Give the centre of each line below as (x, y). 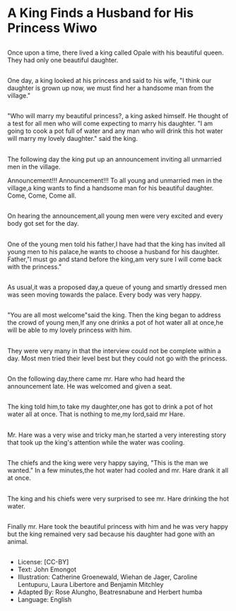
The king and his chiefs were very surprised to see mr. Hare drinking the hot (118, 498)
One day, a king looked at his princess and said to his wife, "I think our (110, 80)
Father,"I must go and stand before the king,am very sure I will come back (115, 259)
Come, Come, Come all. (42, 195)
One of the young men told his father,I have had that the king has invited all (117, 244)
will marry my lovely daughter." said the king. (72, 139)
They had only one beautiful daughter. (63, 60)
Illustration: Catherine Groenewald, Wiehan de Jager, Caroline (107, 577)
